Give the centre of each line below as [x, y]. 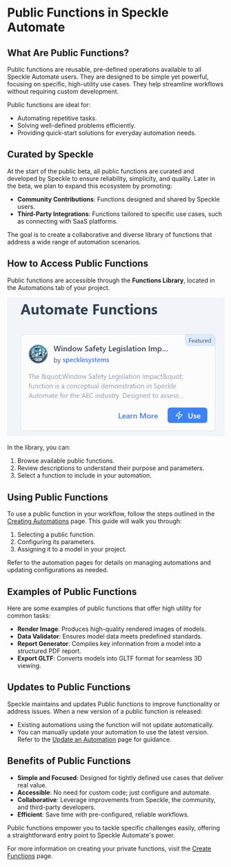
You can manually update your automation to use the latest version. [113, 732]
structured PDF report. [49, 651]
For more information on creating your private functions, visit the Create [109, 848]
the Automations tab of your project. [59, 287]
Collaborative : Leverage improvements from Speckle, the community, [116, 799]
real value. [32, 785]
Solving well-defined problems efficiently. [76, 125]
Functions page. [30, 856]
